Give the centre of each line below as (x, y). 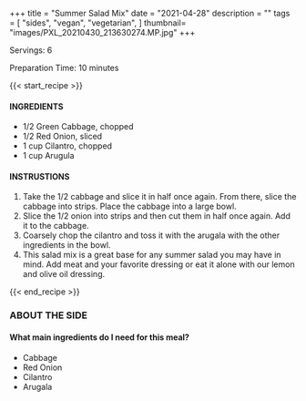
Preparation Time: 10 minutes (64, 68)
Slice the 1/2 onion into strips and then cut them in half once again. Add (157, 216)
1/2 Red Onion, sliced (62, 137)
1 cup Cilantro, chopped (67, 146)
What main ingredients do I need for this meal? (99, 337)
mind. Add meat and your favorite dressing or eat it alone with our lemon (158, 264)
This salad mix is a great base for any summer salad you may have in (152, 255)
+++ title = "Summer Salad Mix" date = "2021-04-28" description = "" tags (150, 13)
